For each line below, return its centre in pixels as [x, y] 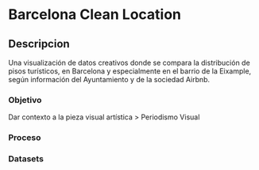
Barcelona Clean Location [95, 15]
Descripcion [39, 44]
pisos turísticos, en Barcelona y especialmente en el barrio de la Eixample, [130, 71]
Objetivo [25, 100]
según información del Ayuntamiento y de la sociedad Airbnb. [109, 79]
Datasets [26, 159]
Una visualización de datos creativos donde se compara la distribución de [129, 62]
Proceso [25, 138]
